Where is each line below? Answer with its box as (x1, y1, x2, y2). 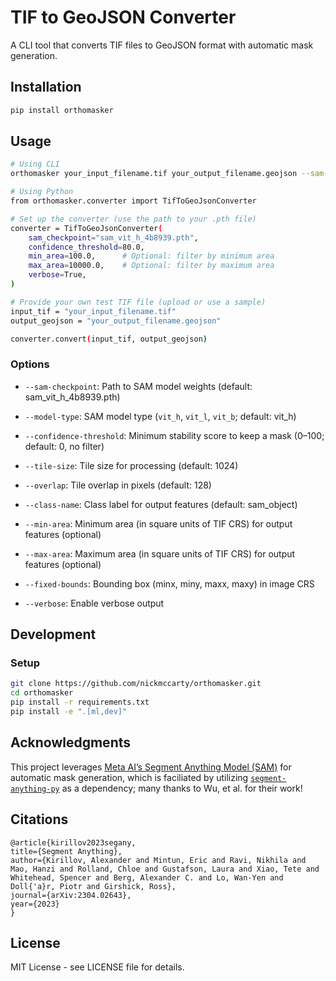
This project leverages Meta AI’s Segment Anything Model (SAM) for (10, 761, 292, 773)
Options (10, 357, 50, 371)
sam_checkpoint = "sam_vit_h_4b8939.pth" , (28, 232, 199, 243)
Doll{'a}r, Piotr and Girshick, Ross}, (10, 881, 177, 891)
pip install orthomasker (10, 105, 114, 115)
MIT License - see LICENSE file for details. (10, 961, 185, 973)
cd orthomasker (10, 688, 74, 698)
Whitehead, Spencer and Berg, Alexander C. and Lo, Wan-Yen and (10, 872, 284, 883)
